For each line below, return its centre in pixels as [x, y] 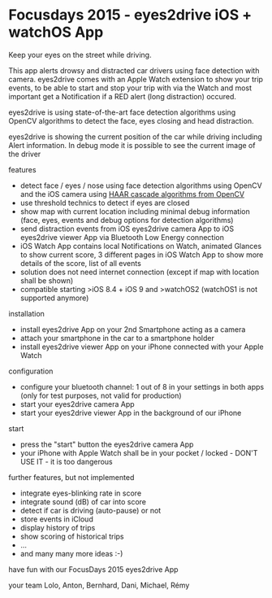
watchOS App [56, 32]
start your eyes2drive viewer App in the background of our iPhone [131, 412]
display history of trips [58, 527]
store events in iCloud [56, 519]
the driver [25, 154]
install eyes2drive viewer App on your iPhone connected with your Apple [142, 347]
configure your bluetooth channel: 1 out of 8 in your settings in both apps [142, 386]
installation [26, 313]
